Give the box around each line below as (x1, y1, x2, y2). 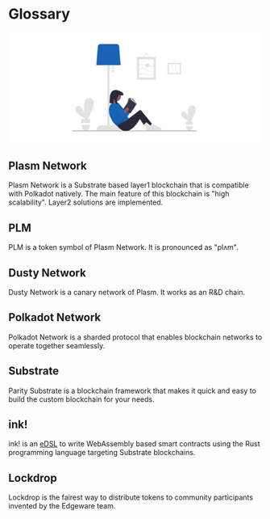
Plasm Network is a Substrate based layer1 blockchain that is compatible (8, 180, 250, 190)
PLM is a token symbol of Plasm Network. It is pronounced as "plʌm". (8, 243, 239, 252)
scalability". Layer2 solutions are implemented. (8, 197, 164, 207)
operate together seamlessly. (8, 340, 106, 350)
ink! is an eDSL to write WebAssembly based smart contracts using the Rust (8, 439, 260, 449)
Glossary (8, 5, 71, 23)
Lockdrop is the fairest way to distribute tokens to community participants (8, 492, 254, 502)
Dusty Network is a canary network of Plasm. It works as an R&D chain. (8, 287, 246, 297)
